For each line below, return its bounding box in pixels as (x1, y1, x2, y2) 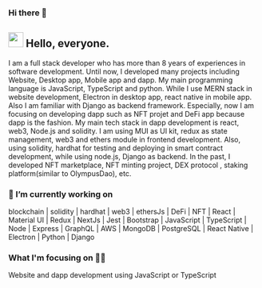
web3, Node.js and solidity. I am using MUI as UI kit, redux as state (8, 126, 228, 135)
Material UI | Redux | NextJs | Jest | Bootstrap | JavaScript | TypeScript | (8, 215, 247, 225)
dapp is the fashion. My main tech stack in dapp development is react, (8, 118, 240, 127)
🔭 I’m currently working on (8, 188, 113, 199)
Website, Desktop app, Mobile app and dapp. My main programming (8, 75, 233, 85)
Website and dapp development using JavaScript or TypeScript (8, 270, 217, 280)
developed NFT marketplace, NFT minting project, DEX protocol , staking (8, 160, 248, 170)
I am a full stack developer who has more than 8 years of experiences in (8, 58, 246, 67)
